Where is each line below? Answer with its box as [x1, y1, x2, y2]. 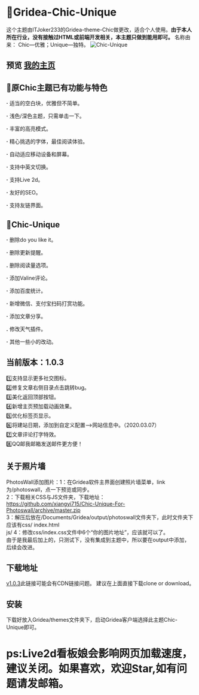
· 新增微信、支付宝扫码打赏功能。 [6, 299, 88, 307]
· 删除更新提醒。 [6, 248, 47, 256]
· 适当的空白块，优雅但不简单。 [6, 100, 83, 107]
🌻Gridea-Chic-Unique [6, 5, 117, 19]
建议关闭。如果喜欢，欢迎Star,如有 [6, 662, 177, 676]
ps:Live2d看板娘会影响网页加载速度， [6, 647, 193, 661]
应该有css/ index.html [6, 521, 60, 528]
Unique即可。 [6, 624, 40, 631]
